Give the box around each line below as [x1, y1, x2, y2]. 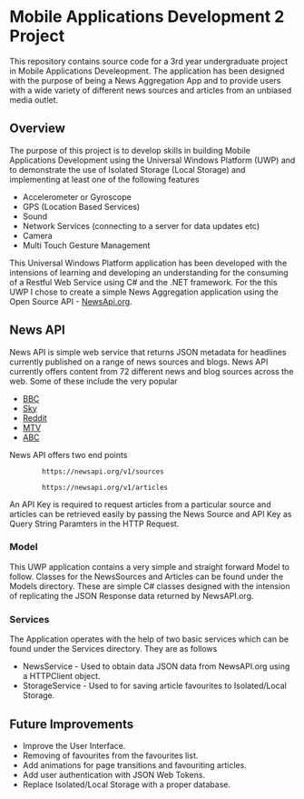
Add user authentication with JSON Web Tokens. [22, 769, 206, 780]
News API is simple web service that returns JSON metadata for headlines [9, 346, 287, 357]
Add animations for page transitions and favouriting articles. [22, 759, 247, 770]
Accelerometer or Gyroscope [22, 191, 132, 202]
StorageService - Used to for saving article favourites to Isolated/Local [22, 680, 288, 692]
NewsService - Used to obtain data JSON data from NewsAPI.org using [22, 661, 290, 672]
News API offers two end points [9, 449, 128, 460]
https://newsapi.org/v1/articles [42, 483, 169, 492]
